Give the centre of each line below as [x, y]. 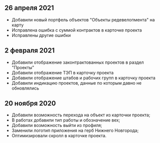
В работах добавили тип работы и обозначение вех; [66, 120]
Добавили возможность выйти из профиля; [57, 125]
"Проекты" [23, 67]
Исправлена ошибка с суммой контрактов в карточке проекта [77, 30]
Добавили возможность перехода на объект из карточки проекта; [81, 115]
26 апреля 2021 [29, 8]
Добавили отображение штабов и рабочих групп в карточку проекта [83, 78]
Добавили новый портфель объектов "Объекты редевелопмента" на [83, 19]
